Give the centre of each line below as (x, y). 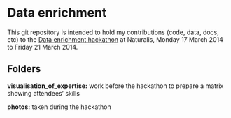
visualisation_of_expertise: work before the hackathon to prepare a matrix (115, 86)
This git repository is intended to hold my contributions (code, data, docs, (113, 32)
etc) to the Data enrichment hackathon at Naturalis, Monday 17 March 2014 (115, 39)
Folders (24, 69)
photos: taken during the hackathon (59, 107)
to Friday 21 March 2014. (43, 47)
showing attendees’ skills (44, 93)
